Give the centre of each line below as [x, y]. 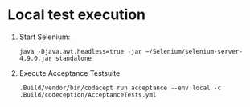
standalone [73, 58]
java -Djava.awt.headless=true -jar [80, 51]
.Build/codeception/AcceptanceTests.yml [88, 95]
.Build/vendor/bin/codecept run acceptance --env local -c [120, 88]
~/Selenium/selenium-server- [194, 51]
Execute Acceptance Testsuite [70, 73]
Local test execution [77, 15]
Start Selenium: [45, 37]
